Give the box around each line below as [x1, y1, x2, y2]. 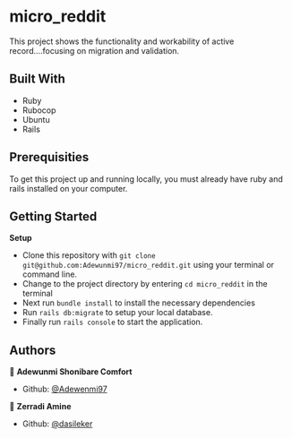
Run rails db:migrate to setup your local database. [21, 307, 213, 318]
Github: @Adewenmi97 [21, 383, 107, 395]
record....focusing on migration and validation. [9, 45, 180, 56]
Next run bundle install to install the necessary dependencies [21, 297, 255, 308]
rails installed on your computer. [9, 183, 128, 193]
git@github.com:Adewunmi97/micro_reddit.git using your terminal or [21, 260, 275, 271]
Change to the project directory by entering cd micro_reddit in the [21, 279, 268, 289]
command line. [21, 269, 78, 279]
